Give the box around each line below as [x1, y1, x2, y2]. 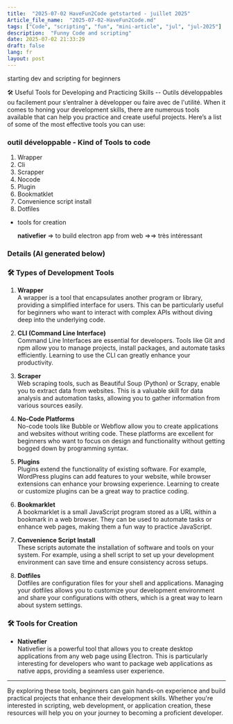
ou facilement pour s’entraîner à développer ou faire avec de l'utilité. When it [7, 98, 226, 106]
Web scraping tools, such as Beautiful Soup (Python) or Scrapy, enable [17, 379, 221, 388]
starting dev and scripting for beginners [7, 74, 121, 82]
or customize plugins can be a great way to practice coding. [17, 487, 189, 495]
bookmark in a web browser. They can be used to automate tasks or [17, 515, 212, 524]
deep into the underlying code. [17, 316, 106, 324]
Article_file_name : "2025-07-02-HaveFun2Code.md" [7, 17, 157, 24]
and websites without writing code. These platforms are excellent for [17, 430, 214, 438]
